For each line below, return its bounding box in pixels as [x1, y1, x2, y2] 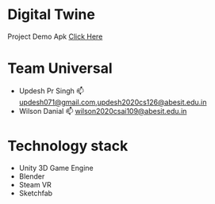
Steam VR [18, 179, 52, 189]
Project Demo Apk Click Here [7, 32, 103, 41]
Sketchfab [18, 188, 53, 198]
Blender [18, 172, 45, 181]
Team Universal [7, 59, 113, 77]
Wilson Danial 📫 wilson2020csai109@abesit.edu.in [18, 106, 187, 115]
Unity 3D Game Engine [18, 163, 94, 172]
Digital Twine [7, 6, 96, 24]
